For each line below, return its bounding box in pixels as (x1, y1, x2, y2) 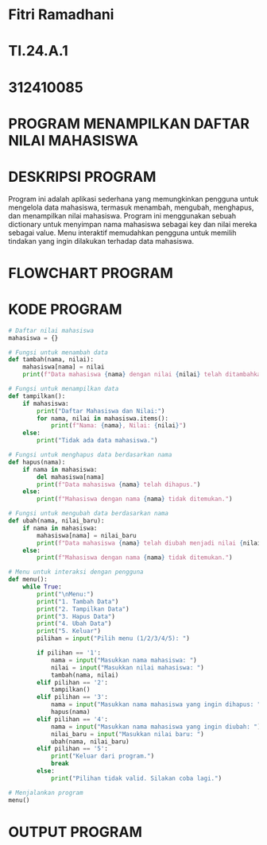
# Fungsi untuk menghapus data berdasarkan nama (8, 451, 172, 459)
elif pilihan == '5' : (37, 745, 109, 753)
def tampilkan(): (8, 392, 66, 400)
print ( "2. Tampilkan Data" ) (37, 605, 130, 613)
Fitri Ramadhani (8, 6, 114, 24)
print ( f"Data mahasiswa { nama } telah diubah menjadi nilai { (37, 538, 244, 547)
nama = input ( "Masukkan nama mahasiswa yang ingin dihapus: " (50, 700, 261, 708)
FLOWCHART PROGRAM (8, 264, 173, 282)
